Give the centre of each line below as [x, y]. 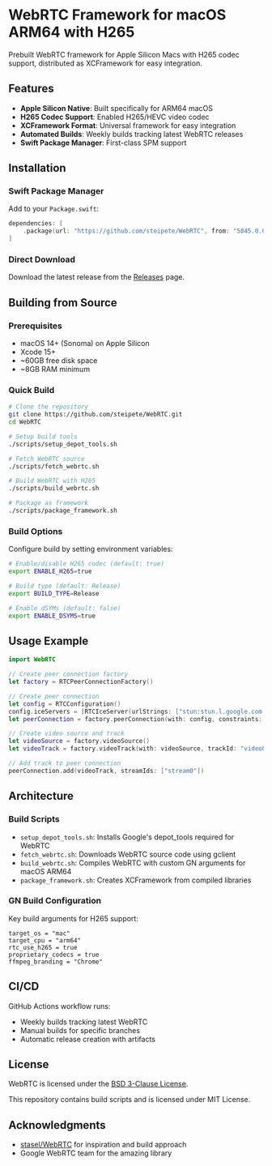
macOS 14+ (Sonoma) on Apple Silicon [85, 344]
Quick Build [32, 390]
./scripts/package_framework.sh [63, 511]
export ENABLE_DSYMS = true [52, 616]
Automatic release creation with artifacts [88, 1039]
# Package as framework [49, 503]
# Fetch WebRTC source [47, 459]
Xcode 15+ [38, 352]
